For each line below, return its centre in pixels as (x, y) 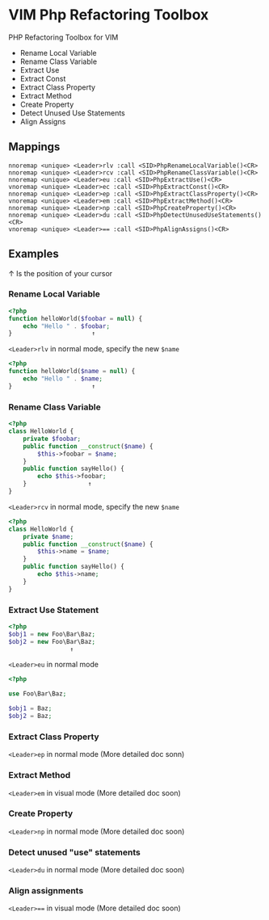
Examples (34, 254)
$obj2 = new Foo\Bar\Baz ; (52, 641)
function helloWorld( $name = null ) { (72, 372)
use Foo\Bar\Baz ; (38, 694)
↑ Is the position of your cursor (61, 273)
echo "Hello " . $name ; (63, 379)
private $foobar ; (52, 439)
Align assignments (46, 891)
